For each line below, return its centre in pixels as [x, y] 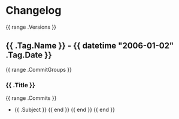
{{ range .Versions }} [31, 27]
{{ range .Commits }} [31, 98]
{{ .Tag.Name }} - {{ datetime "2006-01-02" [90, 46]
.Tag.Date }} [29, 55]
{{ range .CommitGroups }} [39, 69]
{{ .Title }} [20, 85]
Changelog [34, 10]
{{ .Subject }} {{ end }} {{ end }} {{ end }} [64, 110]
